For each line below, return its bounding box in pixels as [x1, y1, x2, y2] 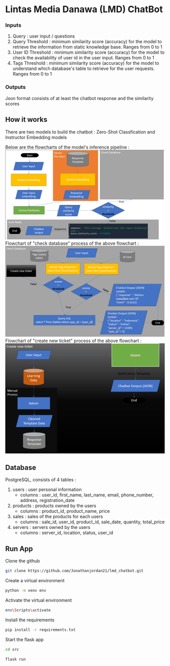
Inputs [5, 22, 22, 29]
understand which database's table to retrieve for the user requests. [12, 65, 155, 72]
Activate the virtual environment [5, 597, 72, 603]
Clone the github [5, 558, 40, 564]
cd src [5, 647, 19, 652]
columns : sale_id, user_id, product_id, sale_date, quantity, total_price [20, 519, 165, 525]
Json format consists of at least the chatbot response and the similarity [5, 95, 154, 101]
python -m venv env [5, 588, 47, 593]
